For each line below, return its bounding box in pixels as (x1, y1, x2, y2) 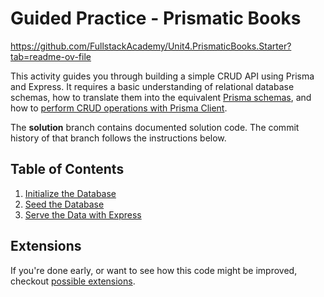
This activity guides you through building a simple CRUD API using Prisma (10, 70, 315, 82)
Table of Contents (10, 161, 125, 178)
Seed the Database (24, 198, 105, 210)
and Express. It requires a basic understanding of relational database (10, 80, 295, 92)
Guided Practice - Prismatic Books (10, 7, 302, 30)
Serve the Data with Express (24, 208, 142, 221)
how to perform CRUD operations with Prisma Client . (10, 102, 228, 114)
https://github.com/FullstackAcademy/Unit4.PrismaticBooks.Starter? (10, 40, 292, 52)
